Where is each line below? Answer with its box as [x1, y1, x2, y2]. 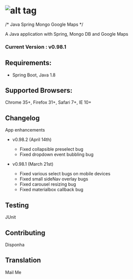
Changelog [5, 114, 40, 122]
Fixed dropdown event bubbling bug [19, 151, 94, 157]
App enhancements [5, 127, 45, 133]
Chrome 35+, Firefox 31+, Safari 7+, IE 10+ [5, 99, 91, 105]
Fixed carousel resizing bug [19, 181, 77, 187]
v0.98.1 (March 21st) [12, 161, 53, 167]
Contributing [5, 228, 45, 237]
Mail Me [5, 269, 22, 275]
